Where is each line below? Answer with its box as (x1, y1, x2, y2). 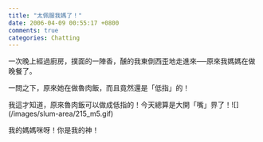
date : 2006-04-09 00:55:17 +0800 (8, 19, 120, 27)
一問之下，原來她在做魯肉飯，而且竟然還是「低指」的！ (8, 83, 190, 93)
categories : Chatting (8, 33, 80, 42)
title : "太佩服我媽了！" (8, 11, 82, 20)
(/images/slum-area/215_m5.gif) (8, 109, 114, 119)
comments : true (8, 26, 59, 34)
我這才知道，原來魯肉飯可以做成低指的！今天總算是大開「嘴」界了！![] (8, 100, 239, 109)
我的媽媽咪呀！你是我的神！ (8, 125, 100, 135)
